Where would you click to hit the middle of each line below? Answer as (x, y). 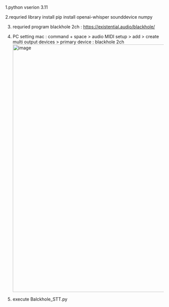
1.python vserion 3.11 (26, 7)
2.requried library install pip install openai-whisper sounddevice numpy (79, 17)
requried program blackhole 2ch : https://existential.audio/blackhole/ (83, 27)
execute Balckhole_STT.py (40, 299)
